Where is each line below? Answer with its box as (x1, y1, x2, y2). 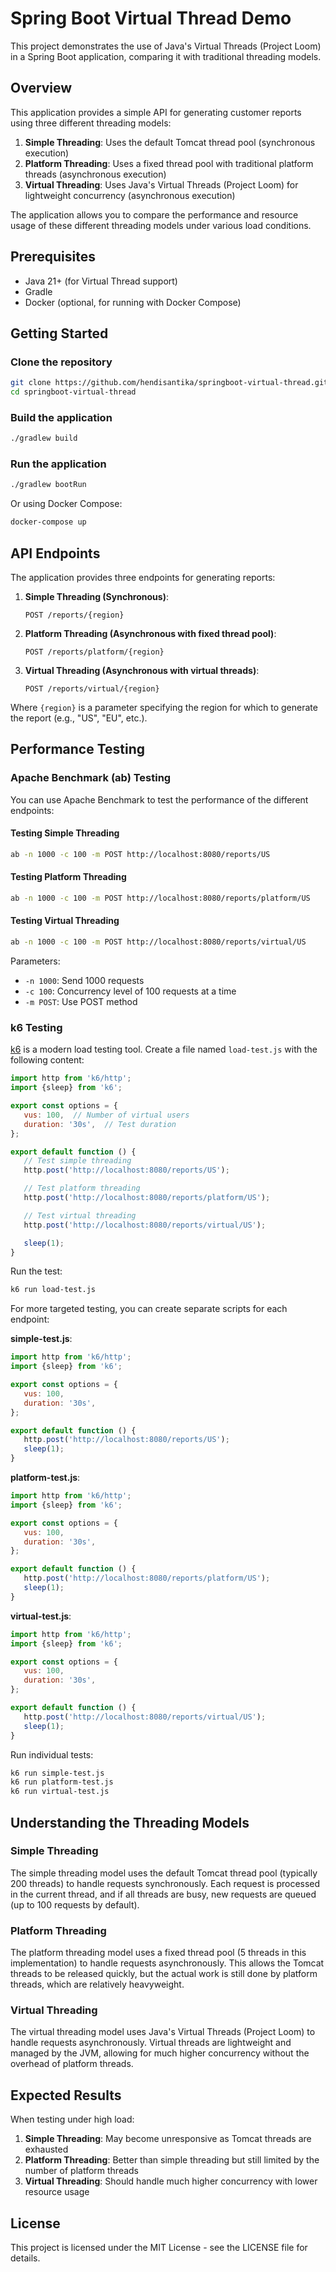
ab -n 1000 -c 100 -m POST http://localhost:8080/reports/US (10, 849, 271, 859)
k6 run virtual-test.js (10, 1787, 110, 1797)
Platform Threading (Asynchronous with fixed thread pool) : (24, 628, 277, 640)
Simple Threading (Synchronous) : (24, 591, 169, 603)
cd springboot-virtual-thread (10, 387, 137, 397)
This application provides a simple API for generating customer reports (10, 106, 302, 118)
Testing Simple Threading (10, 827, 120, 839)
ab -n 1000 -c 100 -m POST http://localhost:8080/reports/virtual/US (10, 937, 307, 947)
